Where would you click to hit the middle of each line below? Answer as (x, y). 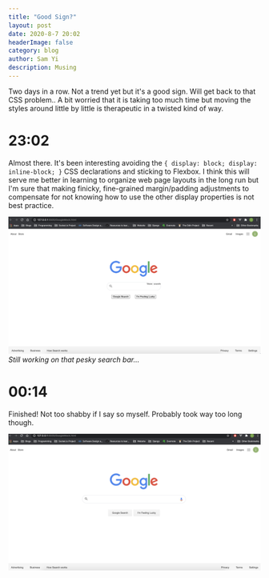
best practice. (31, 205)
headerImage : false (41, 42)
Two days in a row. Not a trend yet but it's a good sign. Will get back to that (132, 91)
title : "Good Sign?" (43, 17)
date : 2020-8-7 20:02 (44, 34)
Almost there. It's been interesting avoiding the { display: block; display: (133, 163)
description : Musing (43, 68)
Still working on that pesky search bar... (74, 359)
